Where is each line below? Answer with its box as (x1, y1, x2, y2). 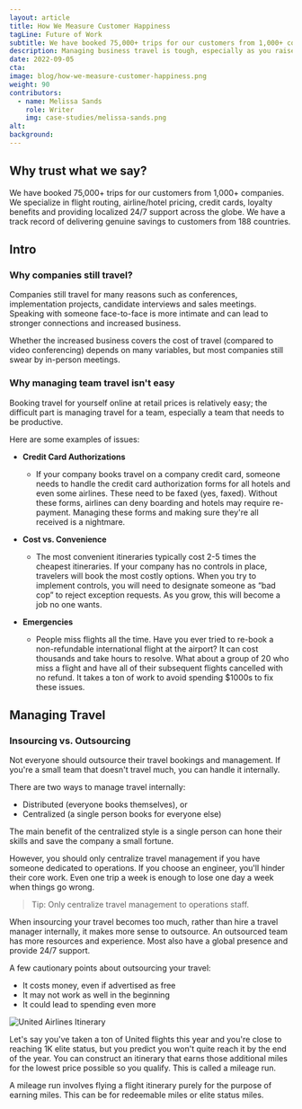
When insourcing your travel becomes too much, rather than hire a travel (9, 917, 279, 927)
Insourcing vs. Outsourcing (9, 734, 131, 747)
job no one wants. (35, 599, 102, 609)
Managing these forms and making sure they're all (73, 507, 259, 518)
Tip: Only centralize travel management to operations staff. (31, 900, 250, 910)
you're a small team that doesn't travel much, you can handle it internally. (9, 765, 280, 776)
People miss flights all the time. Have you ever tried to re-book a (35, 634, 274, 644)
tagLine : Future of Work (9, 30, 102, 39)
